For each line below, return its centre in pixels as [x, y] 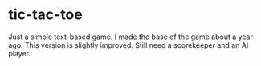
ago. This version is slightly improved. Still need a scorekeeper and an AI [128, 45]
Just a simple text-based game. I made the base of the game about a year [130, 37]
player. [19, 53]
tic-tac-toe [45, 15]
